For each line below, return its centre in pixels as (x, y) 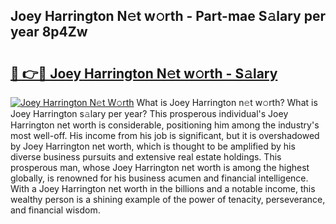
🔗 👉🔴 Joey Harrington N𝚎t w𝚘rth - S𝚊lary (144, 73)
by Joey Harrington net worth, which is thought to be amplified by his (153, 146)
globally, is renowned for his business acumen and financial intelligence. (159, 178)
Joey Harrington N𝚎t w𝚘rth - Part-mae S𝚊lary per (168, 16)
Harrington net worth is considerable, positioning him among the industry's (165, 125)
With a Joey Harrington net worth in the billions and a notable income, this (163, 188)
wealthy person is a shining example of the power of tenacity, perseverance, (168, 199)
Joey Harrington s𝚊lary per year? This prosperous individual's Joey (149, 113)
